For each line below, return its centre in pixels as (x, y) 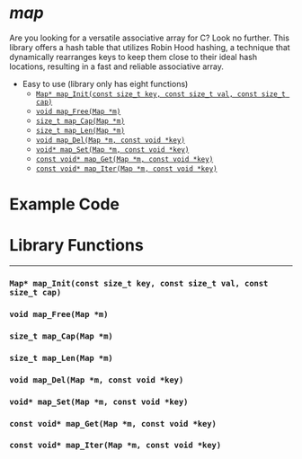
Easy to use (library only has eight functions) (105, 84)
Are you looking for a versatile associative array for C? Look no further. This (150, 38)
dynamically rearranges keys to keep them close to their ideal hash (133, 57)
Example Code (64, 204)
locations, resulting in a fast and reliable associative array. (117, 66)
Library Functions (76, 246)
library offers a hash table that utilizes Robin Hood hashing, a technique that (150, 47)
